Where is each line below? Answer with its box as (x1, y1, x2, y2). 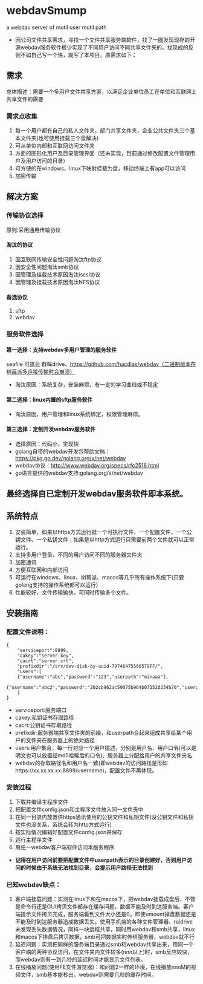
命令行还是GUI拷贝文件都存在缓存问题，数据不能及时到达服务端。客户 (20, 903, 195, 910)
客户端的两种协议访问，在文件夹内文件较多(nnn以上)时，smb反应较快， (14, 948, 193, 956)
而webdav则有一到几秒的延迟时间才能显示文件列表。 (14, 956, 146, 963)
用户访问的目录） (25, 157, 68, 165)
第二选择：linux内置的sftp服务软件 (6, 396, 92, 403)
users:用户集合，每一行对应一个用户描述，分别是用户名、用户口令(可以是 (14, 744, 197, 751)
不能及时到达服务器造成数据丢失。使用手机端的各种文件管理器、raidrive (14, 918, 193, 925)
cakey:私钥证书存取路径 (14, 714, 74, 721)
